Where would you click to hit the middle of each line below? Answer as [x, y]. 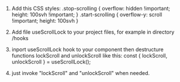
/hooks [20, 38]
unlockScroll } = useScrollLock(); [51, 62]
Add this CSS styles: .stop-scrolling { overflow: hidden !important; [91, 8]
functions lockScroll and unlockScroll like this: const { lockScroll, [89, 56]
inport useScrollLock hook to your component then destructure [87, 49]
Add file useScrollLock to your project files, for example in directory [93, 32]
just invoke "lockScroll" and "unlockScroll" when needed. [81, 73]
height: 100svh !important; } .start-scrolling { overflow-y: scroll [87, 15]
